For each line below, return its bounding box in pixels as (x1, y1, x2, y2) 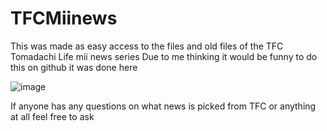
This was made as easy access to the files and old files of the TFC (10, 40, 284, 52)
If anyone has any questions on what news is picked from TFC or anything (10, 100, 317, 112)
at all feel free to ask (10, 110, 95, 122)
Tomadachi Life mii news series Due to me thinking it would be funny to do (10, 50, 318, 62)
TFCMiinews (10, 7, 118, 30)
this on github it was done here (10, 61, 138, 73)
